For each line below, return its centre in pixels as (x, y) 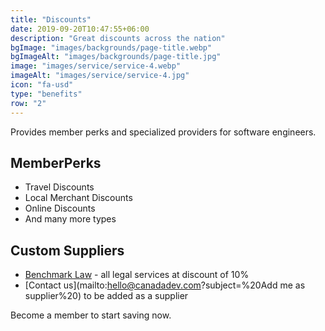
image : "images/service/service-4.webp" (96, 66)
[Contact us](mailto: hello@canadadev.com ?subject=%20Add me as (165, 285)
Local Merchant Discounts (78, 198)
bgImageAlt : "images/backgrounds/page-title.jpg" (116, 57)
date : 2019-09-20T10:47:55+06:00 (80, 29)
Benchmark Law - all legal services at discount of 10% (137, 275)
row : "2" (28, 103)
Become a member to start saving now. (91, 315)
